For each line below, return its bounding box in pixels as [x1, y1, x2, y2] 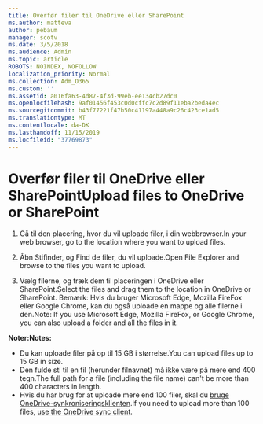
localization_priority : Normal [8, 70, 111, 78]
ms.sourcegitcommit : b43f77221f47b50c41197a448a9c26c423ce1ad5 [8, 107, 220, 115]
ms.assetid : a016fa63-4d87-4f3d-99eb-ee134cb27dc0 [8, 92, 177, 100]
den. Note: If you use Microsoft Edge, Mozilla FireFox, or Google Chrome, [19, 310, 255, 319]
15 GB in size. [19, 357, 64, 367]
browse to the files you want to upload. [19, 261, 147, 271]
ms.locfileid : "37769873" [8, 135, 93, 144]
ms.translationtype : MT [8, 114, 86, 122]
